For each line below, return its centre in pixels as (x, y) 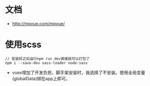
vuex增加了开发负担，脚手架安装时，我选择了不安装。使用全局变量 (79, 72)
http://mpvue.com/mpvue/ (38, 23)
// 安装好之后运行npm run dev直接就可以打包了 (47, 58)
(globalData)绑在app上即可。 (41, 78)
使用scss (23, 45)
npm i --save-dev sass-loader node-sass (47, 63)
